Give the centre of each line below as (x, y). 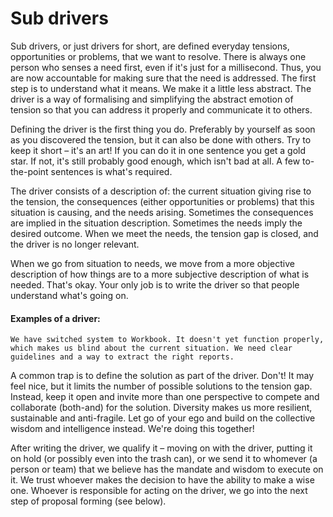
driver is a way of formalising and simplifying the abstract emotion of (152, 99)
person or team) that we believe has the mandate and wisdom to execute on (167, 469)
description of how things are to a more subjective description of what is (160, 274)
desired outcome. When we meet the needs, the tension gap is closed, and (164, 233)
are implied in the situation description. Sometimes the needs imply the (156, 223)
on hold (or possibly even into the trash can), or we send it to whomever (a (164, 459)
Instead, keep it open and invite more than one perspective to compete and (165, 397)
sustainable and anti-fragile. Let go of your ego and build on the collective (163, 418)
